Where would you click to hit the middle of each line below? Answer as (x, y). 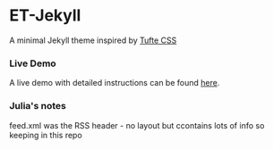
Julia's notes (38, 106)
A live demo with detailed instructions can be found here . (115, 83)
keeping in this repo (46, 135)
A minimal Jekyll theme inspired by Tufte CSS (93, 40)
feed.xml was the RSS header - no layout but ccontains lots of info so (137, 125)
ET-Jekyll (45, 16)
